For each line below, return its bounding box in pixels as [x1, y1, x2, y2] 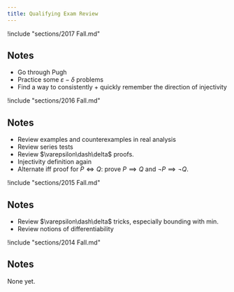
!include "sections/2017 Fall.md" [7, 29, 101, 38]
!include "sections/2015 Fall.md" [7, 179, 101, 187]
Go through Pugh [17, 68, 68, 77]
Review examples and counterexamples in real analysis [17, 136, 177, 144]
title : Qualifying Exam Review [7, 10, 98, 17]
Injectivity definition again [17, 158, 92, 166]
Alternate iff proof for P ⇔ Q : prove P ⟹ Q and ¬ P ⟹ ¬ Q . [17, 165, 189, 173]
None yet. [7, 277, 36, 285]
